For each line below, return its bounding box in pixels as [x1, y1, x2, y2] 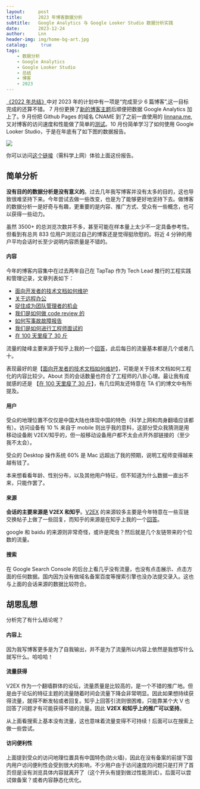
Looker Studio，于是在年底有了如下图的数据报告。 [6, 128, 129, 135]
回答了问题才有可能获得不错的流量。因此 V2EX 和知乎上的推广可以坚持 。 [6, 704, 185, 711]
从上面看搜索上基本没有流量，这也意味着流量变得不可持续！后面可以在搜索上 [6, 717, 194, 724]
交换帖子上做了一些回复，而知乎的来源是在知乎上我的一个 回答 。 [6, 516, 162, 523]
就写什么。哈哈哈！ [6, 653, 54, 660]
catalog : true [6, 42, 52, 48]
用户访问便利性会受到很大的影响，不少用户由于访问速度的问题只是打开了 [11, 762, 189, 769]
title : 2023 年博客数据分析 [6, 14, 83, 20]
